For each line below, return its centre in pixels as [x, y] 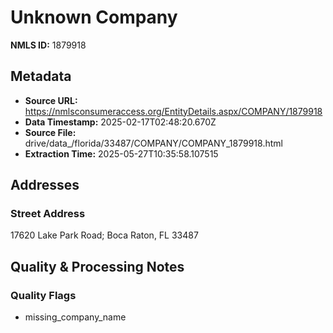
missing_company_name [75, 317]
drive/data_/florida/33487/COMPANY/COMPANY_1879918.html [153, 143]
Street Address [48, 214]
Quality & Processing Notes [97, 266]
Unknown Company [94, 17]
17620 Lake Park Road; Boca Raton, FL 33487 [104, 235]
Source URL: [51, 100]
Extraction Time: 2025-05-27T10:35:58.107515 [121, 153]
